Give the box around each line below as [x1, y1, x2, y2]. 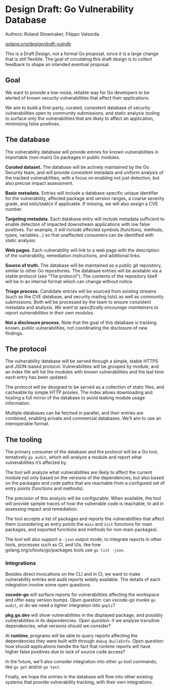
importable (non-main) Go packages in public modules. [5, 154, 120, 160]
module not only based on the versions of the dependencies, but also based [5, 475, 164, 481]
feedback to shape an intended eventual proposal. [5, 61, 110, 67]
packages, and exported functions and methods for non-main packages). [5, 527, 158, 533]
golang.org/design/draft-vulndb [5, 40, 71, 47]
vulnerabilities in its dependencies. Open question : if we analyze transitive [5, 618, 160, 624]
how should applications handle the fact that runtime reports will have [5, 643, 151, 650]
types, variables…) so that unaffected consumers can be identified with [5, 232, 154, 238]
